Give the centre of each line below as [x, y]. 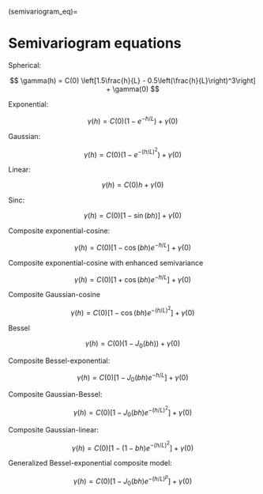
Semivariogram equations [95, 43]
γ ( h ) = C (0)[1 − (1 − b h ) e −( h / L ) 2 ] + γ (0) [133, 447]
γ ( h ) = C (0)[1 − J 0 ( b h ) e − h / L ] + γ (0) [133, 377]
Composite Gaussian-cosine [54, 295]
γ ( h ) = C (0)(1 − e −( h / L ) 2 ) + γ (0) [133, 153]
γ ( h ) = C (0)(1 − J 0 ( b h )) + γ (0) [133, 345]
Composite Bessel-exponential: [59, 360]
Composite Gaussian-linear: [54, 429]
